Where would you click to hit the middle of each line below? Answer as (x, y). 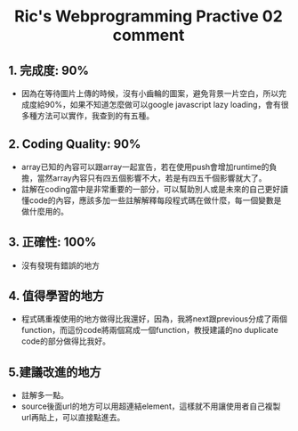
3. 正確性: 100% (52, 242)
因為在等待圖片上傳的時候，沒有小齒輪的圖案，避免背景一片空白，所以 (150, 94)
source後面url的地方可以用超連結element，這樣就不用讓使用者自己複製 (151, 406)
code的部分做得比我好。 (65, 341)
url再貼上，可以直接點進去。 (73, 418)
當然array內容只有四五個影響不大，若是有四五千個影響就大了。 (152, 178)
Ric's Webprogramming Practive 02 (149, 16)
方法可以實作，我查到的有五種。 (96, 116)
